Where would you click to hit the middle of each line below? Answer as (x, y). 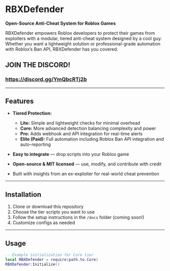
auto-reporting (35, 144)
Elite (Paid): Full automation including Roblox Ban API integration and (92, 139)
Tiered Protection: (32, 113)
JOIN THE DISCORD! (38, 65)
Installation (23, 195)
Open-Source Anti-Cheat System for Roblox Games (60, 23)
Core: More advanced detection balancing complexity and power (88, 128)
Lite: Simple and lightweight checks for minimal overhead (80, 123)
